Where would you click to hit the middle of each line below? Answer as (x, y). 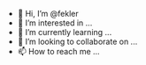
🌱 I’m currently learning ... (65, 32)
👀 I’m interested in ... (55, 23)
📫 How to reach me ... (58, 51)
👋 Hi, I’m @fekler (48, 14)
